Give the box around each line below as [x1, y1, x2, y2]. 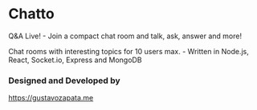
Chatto [8, 5, 55, 23]
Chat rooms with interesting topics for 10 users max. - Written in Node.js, [8, 46, 249, 56]
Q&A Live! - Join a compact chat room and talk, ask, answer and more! [8, 31, 243, 41]
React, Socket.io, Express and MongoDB [8, 55, 142, 65]
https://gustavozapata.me [8, 93, 94, 103]
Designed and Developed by [8, 75, 120, 86]
